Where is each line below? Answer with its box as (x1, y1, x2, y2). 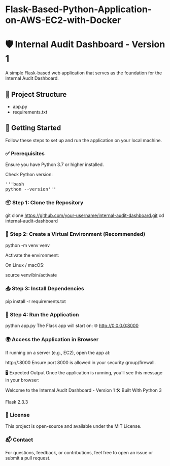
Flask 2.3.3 (5, 399, 28, 405)
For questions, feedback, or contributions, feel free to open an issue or (5, 450, 153, 456)
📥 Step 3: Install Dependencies (5, 285, 85, 292)
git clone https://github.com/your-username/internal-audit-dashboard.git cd (5, 212, 164, 218)
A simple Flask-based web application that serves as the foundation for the (5, 70, 162, 76)
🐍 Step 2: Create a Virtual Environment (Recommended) (5, 231, 146, 238)
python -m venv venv (5, 242, 50, 248)
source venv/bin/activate (5, 271, 57, 278)
